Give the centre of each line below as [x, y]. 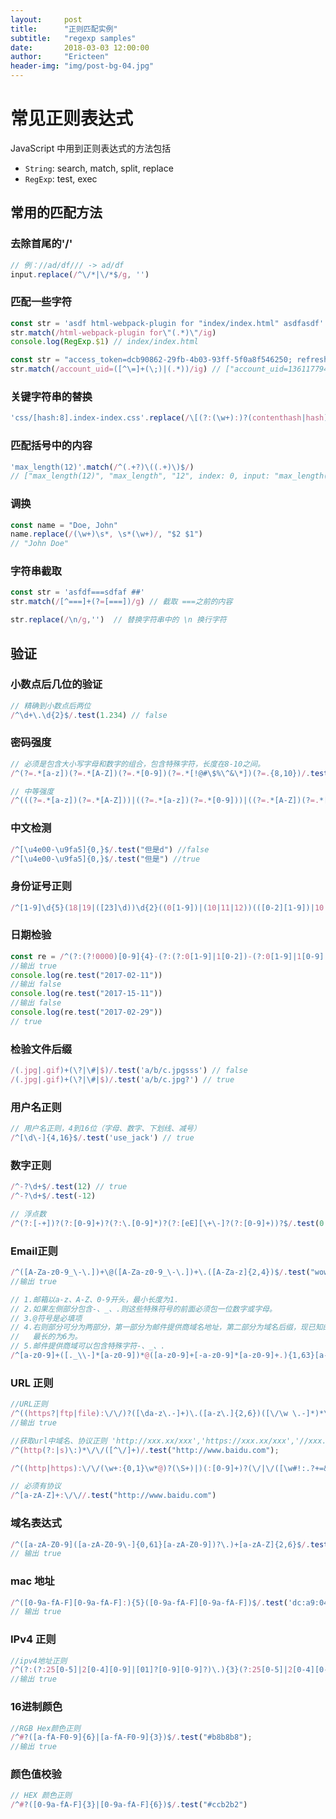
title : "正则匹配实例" [64, 29]
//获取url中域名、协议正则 [59, 1441]
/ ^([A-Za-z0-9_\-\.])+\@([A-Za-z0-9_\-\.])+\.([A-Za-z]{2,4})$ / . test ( [160, 1272]
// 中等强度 [32, 791]
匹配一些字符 [41, 302]
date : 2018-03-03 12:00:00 [80, 47]
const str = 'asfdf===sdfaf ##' [77, 592]
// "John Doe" [40, 544]
